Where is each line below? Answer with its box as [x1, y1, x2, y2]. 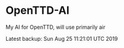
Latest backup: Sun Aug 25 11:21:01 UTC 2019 [5, 35, 118, 42]
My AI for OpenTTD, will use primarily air [5, 23, 105, 31]
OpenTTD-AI [5, 4, 69, 17]
